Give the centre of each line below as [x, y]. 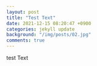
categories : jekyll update [41, 29]
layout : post [23, 12]
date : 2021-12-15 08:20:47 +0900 [49, 23]
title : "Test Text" [31, 18]
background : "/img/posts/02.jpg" [49, 35]
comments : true [26, 40]
